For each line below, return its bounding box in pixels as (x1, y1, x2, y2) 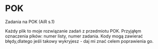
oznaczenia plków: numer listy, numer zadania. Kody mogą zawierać (5, 33, 143, 39)
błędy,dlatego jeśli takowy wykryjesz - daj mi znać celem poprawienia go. (5, 38, 154, 44)
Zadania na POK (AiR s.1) (5, 19, 55, 24)
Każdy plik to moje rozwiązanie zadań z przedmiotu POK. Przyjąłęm (5, 28, 141, 34)
